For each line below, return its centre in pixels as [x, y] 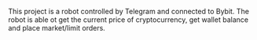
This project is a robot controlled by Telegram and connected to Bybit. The [129, 11]
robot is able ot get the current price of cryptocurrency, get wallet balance [128, 20]
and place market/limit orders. [57, 28]
